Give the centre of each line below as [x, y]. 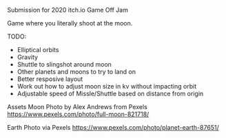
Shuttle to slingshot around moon [64, 64]
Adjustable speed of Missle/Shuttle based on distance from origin [110, 93]
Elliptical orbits [38, 50]
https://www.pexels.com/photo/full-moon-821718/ [78, 114]
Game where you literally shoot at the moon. [70, 23]
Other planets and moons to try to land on [76, 72]
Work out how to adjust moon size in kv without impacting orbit [107, 86]
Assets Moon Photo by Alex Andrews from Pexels [78, 107]
